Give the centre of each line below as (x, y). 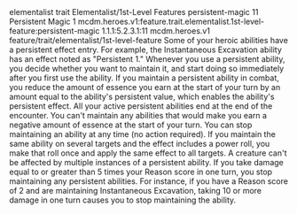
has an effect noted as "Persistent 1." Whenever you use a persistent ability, (147, 59)
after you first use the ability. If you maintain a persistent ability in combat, (144, 78)
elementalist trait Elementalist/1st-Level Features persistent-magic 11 (134, 12)
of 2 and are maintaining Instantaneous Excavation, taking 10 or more (136, 191)
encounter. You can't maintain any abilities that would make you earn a (138, 115)
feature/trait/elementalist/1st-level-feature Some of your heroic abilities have (148, 40)
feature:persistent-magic (55, 31)
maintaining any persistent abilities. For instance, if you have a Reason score (148, 181)
